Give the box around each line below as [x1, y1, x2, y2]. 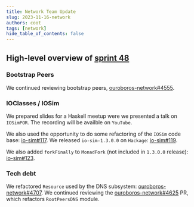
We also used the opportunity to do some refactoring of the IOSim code [6, 130, 181, 137]
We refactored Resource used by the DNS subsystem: [6, 183, 137, 190]
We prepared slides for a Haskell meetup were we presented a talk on [6, 112, 178, 120]
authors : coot [6, 20, 42, 26]
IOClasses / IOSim [6, 99, 60, 107]
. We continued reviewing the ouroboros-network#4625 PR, [41, 189, 189, 196]
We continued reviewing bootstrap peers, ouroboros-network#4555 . [6, 84, 175, 91]
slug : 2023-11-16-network [6, 14, 70, 20]
